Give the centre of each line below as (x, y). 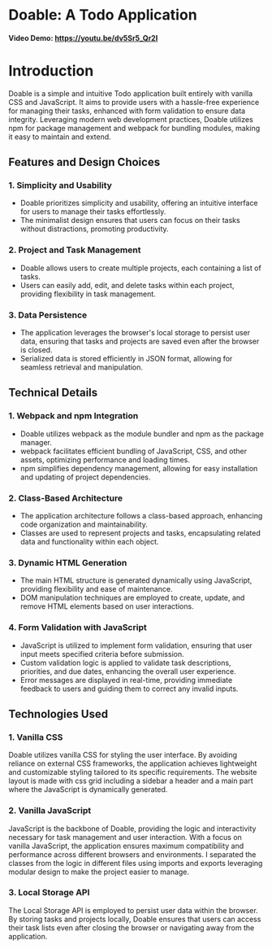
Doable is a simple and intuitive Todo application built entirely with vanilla (131, 93)
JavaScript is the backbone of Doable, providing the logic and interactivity (132, 829)
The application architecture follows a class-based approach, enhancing (141, 515)
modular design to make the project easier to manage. (99, 872)
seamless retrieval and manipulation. (82, 367)
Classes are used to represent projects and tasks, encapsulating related (140, 533)
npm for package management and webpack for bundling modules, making (134, 128)
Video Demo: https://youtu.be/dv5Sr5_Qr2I (83, 37)
